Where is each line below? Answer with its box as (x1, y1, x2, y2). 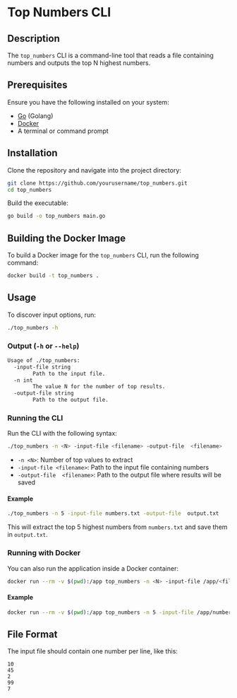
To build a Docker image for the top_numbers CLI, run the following (7, 251, 200, 260)
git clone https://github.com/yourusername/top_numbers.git (7, 180, 188, 187)
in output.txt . (7, 530, 48, 539)
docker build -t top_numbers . (7, 272, 99, 279)
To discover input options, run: (7, 310, 97, 319)
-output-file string (13, 390, 74, 397)
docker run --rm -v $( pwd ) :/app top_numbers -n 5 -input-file (7, 609, 194, 616)
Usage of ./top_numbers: (7, 356, 80, 364)
